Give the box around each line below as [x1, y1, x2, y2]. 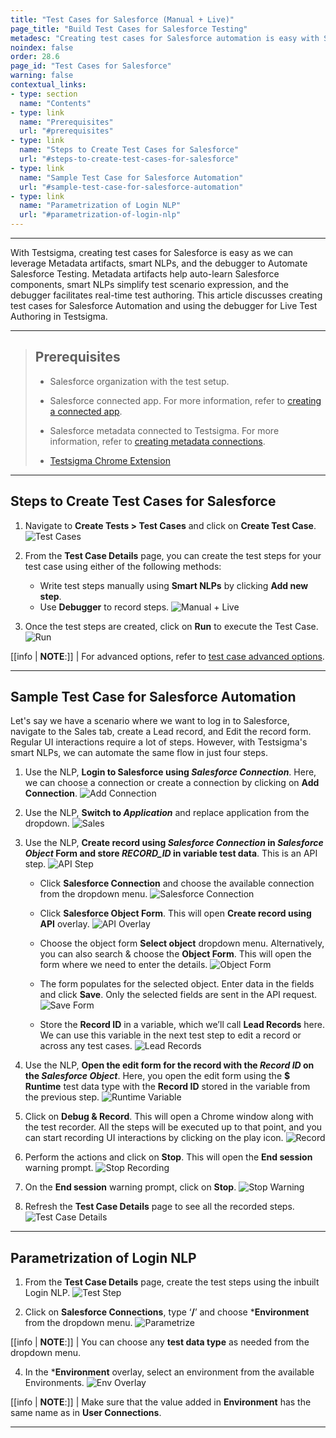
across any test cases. [39, 1040, 133, 1052]
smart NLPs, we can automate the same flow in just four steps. [10, 747, 268, 759]
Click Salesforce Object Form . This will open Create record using [39, 907, 312, 920]
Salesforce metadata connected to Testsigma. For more [49, 424, 280, 436]
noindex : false [10, 42, 74, 53]
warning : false [10, 71, 74, 81]
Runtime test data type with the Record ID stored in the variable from [24, 1081, 311, 1093]
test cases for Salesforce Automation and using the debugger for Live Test [10, 300, 318, 311]
